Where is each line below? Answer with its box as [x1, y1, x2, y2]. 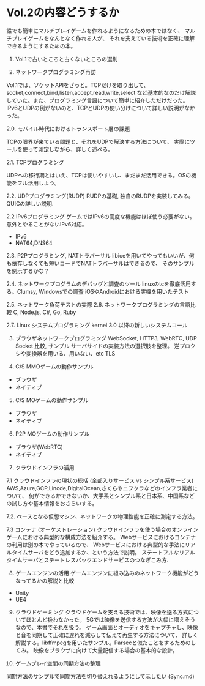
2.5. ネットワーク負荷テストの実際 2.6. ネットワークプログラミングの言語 [6, 300, 191, 308]
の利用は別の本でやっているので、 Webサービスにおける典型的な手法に [6, 541, 185, 548]
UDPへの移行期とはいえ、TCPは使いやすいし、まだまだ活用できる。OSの [6, 171, 192, 179]
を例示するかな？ [6, 267, 50, 274]
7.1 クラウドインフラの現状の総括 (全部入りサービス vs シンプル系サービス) [6, 477, 194, 484]
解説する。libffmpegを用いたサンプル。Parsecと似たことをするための [15, 639, 191, 646]
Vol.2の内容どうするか [6, 6, 119, 20]
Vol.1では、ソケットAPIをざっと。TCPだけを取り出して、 [6, 81, 149, 89]
